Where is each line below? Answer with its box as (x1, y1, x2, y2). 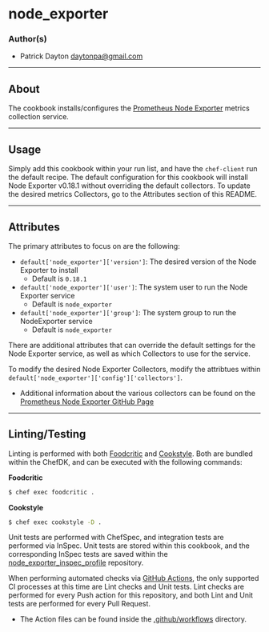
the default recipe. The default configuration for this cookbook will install (8, 173, 248, 182)
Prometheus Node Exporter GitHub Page (19, 397, 155, 406)
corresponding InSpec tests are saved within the (8, 550, 168, 559)
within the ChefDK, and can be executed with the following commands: (8, 457, 243, 466)
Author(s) (8, 34, 47, 45)
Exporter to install (19, 265, 78, 274)
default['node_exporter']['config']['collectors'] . (8, 373, 183, 382)
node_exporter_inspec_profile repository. (8, 558, 144, 568)
